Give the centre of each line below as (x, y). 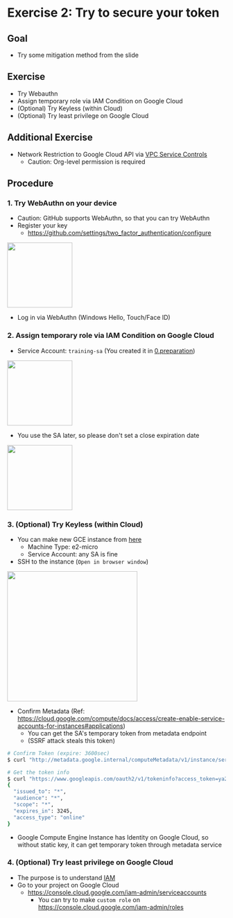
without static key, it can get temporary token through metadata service (119, 844)
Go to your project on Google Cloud (68, 885)
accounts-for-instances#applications (70, 726)
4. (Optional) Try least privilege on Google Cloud (90, 862)
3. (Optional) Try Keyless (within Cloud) (75, 524)
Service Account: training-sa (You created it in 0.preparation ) (106, 350)
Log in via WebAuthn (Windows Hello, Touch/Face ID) (94, 318)
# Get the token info (38, 772)
